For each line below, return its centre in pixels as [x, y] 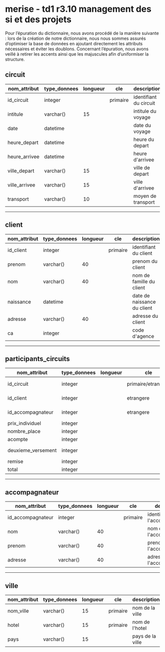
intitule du [145, 111]
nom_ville [18, 611]
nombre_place [24, 432]
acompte [18, 439]
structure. [15, 59]
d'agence [143, 336]
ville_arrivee [21, 185]
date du [142, 125]
